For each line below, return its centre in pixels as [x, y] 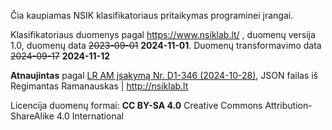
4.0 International [90, 116]
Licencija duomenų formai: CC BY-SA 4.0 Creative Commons [136, 105]
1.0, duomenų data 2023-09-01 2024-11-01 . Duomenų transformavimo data [166, 45]
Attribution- [288, 105]
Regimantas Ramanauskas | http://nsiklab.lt [99, 86]
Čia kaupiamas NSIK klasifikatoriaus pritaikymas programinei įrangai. [152, 15]
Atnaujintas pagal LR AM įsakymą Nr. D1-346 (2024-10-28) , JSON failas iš [164, 75]
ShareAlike [32, 116]
